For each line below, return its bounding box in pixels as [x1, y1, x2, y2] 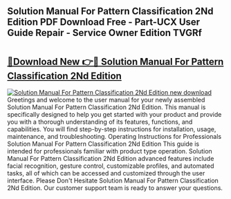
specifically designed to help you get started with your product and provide [7, 111, 222, 118]
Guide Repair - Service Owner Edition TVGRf [7, 27, 203, 39]
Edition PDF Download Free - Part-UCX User [7, 17, 201, 28]
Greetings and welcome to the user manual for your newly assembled [7, 96, 205, 104]
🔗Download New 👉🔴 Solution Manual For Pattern [7, 55, 224, 68]
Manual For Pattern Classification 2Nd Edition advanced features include [7, 155, 214, 162]
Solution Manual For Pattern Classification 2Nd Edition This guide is [7, 140, 199, 148]
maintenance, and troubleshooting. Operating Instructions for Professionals [7, 133, 222, 140]
